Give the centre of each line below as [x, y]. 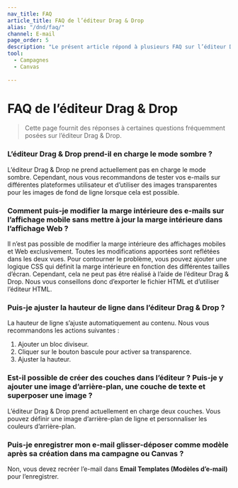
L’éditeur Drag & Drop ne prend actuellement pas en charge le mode [107, 169]
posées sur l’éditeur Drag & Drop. [73, 136]
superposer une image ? [50, 396]
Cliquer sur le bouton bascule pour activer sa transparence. [104, 352]
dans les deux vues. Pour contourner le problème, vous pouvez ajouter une [117, 259]
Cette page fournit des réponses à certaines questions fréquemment [125, 128]
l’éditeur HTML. [30, 289]
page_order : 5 [28, 40]
